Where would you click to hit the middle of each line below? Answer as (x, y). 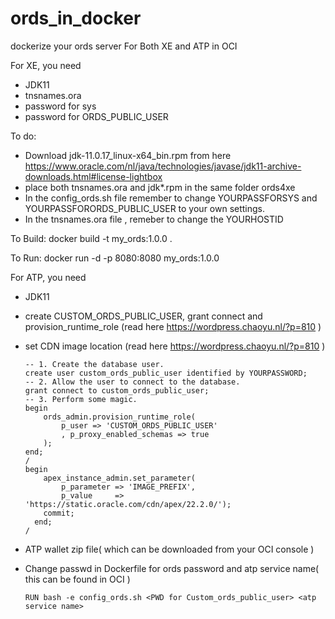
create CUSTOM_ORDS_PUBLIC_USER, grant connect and (143, 316)
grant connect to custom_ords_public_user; (117, 390)
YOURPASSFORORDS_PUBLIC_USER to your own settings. (145, 208)
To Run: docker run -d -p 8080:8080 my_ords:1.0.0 (115, 258)
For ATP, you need (48, 277)
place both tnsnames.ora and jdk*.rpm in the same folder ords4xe (160, 187)
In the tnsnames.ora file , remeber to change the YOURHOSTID (154, 219)
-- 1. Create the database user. (94, 364)
